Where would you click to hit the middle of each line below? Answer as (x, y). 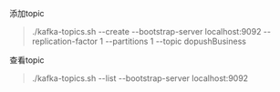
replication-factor (65, 41)
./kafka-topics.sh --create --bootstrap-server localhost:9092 (146, 31)
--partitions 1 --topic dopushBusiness (175, 41)
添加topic (27, 13)
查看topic (27, 60)
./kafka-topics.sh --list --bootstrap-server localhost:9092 (140, 78)
